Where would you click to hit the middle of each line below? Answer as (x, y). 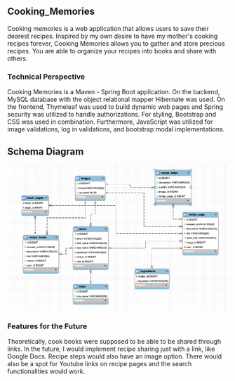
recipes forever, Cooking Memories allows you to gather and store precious (116, 43)
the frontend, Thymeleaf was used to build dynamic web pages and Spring (115, 107)
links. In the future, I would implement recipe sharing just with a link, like (111, 349)
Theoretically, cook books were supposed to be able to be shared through (114, 342)
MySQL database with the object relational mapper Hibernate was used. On (116, 99)
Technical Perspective (46, 77)
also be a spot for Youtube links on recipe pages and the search (100, 364)
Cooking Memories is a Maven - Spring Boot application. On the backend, (114, 92)
